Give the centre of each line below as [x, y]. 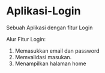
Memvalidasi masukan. [43, 57]
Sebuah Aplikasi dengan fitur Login [49, 28]
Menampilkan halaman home [50, 63]
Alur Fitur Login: [26, 39]
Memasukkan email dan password [57, 51]
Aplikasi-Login [43, 11]
